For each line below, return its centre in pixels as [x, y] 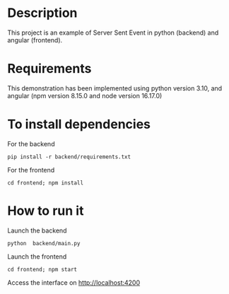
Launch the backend [37, 230]
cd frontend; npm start [42, 269]
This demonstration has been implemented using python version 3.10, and [115, 88]
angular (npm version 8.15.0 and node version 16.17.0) [85, 95]
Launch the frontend [37, 257]
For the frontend [31, 170]
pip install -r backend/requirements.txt [69, 157]
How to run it [46, 211]
